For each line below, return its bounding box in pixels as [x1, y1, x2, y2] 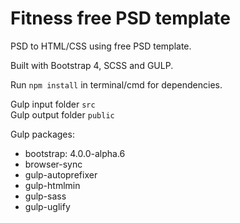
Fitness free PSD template [10, 7, 231, 30]
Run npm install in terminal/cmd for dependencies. [10, 78, 223, 91]
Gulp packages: [10, 128, 75, 140]
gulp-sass [24, 190, 67, 202]
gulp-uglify [24, 200, 71, 212]
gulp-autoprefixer [24, 168, 98, 181]
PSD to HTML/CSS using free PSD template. [10, 40, 192, 52]
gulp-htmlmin [24, 179, 81, 191]
